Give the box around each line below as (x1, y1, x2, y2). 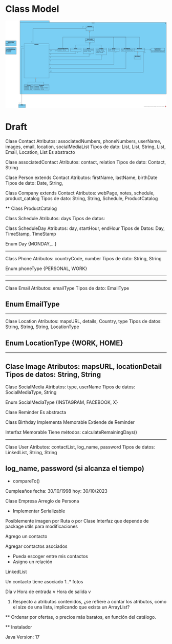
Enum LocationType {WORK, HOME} (5, 338, 124, 347)
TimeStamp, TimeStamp (5, 230, 56, 237)
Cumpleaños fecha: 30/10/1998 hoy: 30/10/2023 (5, 488, 107, 494)
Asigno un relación (12, 559, 53, 565)
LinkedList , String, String (5, 450, 57, 455)
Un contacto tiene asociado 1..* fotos (5, 578, 83, 584)
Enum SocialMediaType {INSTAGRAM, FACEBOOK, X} (5, 399, 118, 405)
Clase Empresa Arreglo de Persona (5, 497, 79, 504)
